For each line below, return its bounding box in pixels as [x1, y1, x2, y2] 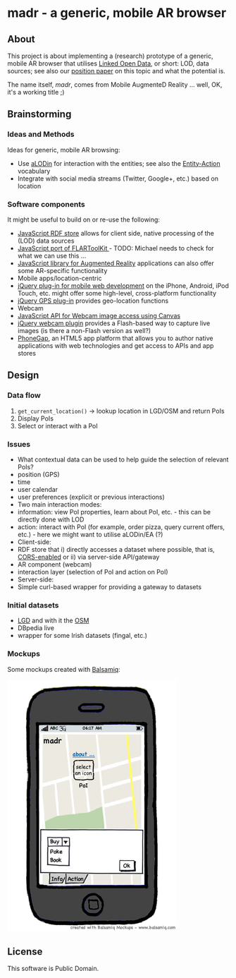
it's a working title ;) [7, 88, 65, 96]
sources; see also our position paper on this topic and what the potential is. [7, 67, 225, 75]
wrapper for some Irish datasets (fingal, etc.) [17, 632, 148, 640]
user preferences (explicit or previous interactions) [17, 493, 166, 501]
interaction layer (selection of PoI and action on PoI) [17, 567, 168, 576]
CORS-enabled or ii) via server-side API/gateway [17, 553, 160, 561]
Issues [7, 439, 31, 449]
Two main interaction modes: [17, 500, 102, 509]
